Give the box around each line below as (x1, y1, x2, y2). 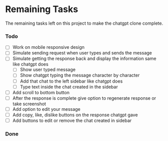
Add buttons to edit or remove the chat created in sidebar (12, 117, 132, 123)
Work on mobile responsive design (12, 44, 85, 50)
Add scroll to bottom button (12, 89, 69, 95)
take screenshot (12, 101, 46, 107)
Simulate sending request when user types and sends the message (12, 50, 152, 56)
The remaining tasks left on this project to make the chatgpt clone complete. (5, 20, 163, 26)
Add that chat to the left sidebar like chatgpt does (20, 78, 123, 84)
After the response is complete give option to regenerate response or (12, 95, 156, 101)
